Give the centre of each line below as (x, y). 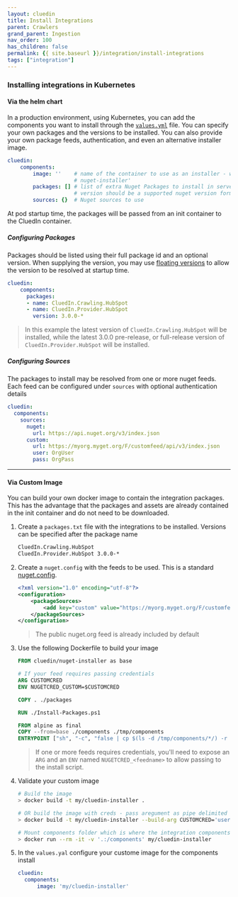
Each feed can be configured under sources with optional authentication (112, 386)
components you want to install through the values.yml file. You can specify (118, 125)
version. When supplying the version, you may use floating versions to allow (118, 262)
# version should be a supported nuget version (146, 193)
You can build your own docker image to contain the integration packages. (116, 498)
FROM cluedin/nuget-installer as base (75, 661)
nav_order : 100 (30, 40)
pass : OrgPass (53, 460)
